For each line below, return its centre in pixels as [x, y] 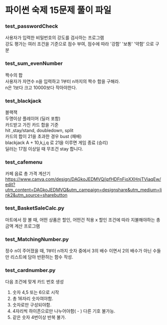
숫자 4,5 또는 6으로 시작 [35, 292]
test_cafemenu [24, 162]
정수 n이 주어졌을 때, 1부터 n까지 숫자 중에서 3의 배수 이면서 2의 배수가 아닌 [78, 250]
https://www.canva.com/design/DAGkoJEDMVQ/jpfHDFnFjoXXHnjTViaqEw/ [83, 179]
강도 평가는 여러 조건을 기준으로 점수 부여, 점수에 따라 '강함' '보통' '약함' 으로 [79, 44]
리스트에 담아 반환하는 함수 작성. [42, 257]
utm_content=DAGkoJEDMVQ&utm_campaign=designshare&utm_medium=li [83, 190]
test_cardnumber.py [30, 270]
